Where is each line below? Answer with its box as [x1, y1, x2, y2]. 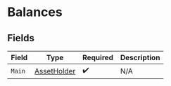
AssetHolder [34, 66, 76, 76]
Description [120, 53, 160, 62]
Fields [7, 32, 35, 44]
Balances [7, 4, 63, 20]
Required [82, 53, 114, 62]
